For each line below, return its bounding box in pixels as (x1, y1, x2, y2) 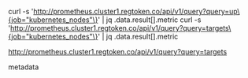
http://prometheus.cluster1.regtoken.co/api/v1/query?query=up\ (33, 7, 240, 16)
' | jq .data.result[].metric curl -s (98, 15, 202, 24)
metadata (8, 62, 39, 72)
